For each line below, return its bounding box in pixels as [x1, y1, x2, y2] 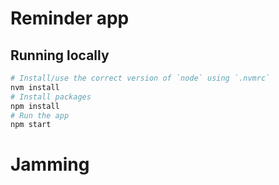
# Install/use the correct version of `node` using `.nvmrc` [10, 73, 271, 83]
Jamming [10, 153, 90, 176]
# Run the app [10, 110, 70, 121]
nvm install [10, 82, 60, 92]
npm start [10, 120, 52, 130]
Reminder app [10, 7, 130, 30]
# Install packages [10, 92, 92, 102]
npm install [10, 101, 60, 111]
